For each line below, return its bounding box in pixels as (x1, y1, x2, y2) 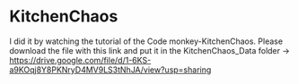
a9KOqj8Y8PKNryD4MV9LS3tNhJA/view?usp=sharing (9, 64, 212, 75)
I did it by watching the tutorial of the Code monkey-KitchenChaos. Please (9, 36, 284, 46)
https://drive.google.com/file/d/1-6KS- (9, 55, 152, 65)
